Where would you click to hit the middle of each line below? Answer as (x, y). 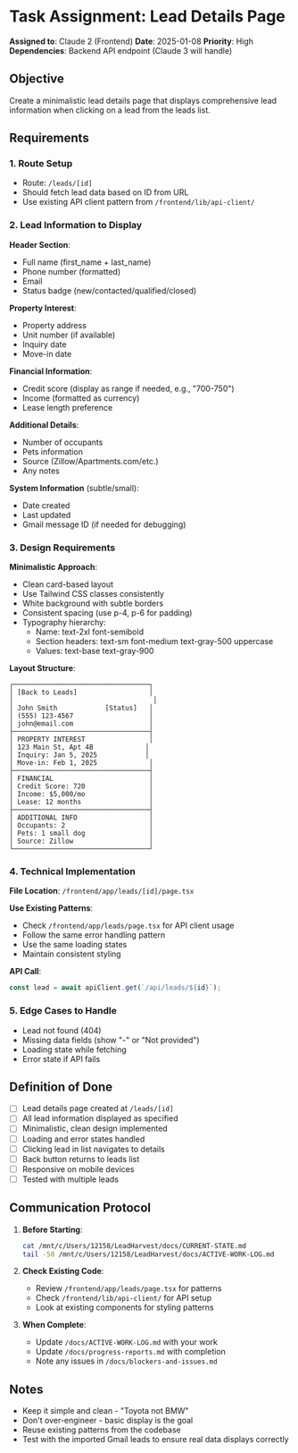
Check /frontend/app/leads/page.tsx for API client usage (128, 926)
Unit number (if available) (69, 335)
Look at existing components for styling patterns (124, 1307)
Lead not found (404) (62, 1030)
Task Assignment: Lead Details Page (147, 17)
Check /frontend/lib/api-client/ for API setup (124, 1298)
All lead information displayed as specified (100, 1118)
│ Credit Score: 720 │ (81, 786)
